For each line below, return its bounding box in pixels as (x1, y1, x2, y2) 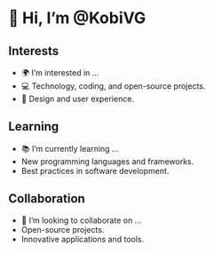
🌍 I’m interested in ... (20, 67, 99, 78)
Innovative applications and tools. (20, 233, 144, 244)
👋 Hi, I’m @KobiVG (8, 8, 147, 28)
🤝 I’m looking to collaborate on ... (20, 215, 142, 225)
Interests (8, 43, 59, 59)
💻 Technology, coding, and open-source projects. (20, 81, 206, 91)
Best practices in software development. (20, 165, 170, 176)
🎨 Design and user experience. (20, 93, 135, 104)
